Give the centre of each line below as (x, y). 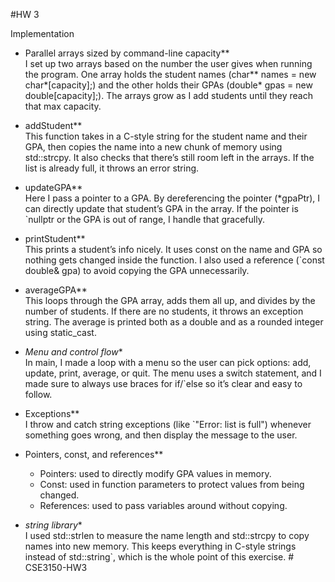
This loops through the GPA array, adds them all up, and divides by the (170, 300)
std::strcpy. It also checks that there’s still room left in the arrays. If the (169, 157)
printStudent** (55, 238)
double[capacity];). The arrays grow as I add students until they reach (168, 95)
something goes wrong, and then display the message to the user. (161, 435)
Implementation (42, 33)
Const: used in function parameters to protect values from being (172, 484)
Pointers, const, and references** (94, 454)
